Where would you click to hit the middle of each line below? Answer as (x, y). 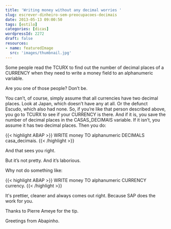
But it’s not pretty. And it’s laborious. (43, 160)
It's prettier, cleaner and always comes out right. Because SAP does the (80, 195)
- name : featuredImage (29, 48)
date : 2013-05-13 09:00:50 (34, 19)
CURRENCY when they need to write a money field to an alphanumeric (79, 73)
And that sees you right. (31, 150)
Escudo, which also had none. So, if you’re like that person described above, (85, 109)
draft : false (19, 39)
